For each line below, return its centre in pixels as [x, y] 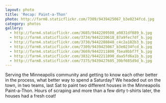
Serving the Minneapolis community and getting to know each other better [82, 75]
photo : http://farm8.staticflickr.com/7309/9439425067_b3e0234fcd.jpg [80, 19]
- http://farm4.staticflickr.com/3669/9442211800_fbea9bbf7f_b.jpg [81, 51]
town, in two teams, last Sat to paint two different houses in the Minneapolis [83, 86]
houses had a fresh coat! [31, 96]
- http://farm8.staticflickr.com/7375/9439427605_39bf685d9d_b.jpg [81, 61]
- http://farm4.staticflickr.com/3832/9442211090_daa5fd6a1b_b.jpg [81, 56]
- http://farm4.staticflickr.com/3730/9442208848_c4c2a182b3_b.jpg [81, 42]
